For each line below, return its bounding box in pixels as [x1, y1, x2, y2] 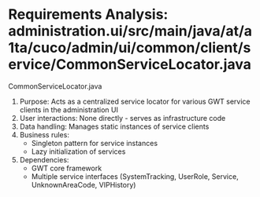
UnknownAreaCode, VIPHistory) [31, 180, 136, 189]
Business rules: [19, 130, 69, 139]
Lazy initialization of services [31, 147, 126, 156]
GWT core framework [31, 163, 102, 173]
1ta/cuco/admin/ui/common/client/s [8, 39, 251, 57]
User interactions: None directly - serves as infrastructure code [19, 113, 226, 122]
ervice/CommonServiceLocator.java [8, 56, 252, 74]
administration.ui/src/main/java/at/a [8, 22, 253, 40]
